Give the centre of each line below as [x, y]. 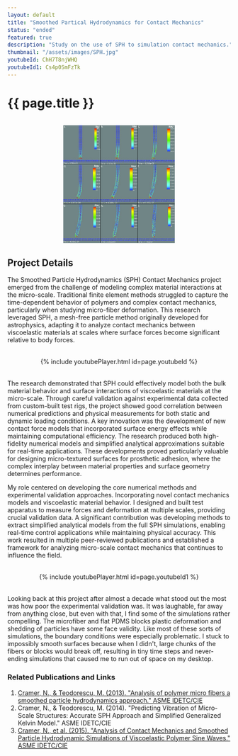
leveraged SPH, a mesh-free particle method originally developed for [108, 317]
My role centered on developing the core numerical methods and [102, 487]
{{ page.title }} [51, 103]
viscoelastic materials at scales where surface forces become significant [114, 332]
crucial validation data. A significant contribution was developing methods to [119, 518]
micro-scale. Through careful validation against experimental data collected [118, 399]
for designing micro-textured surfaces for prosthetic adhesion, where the [114, 459]
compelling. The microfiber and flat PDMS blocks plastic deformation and [114, 621]
